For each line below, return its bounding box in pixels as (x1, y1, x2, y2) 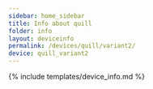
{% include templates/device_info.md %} (8, 72, 146, 81)
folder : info (8, 27, 53, 35)
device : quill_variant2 (8, 49, 89, 57)
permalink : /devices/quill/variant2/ (8, 42, 136, 50)
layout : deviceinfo (8, 34, 74, 43)
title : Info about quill (8, 19, 92, 28)
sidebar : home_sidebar (8, 11, 85, 20)
